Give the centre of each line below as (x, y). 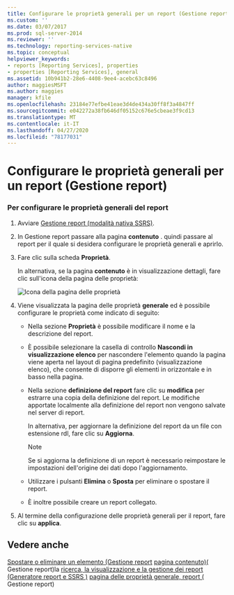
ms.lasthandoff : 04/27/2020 (48, 130)
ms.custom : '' (28, 20)
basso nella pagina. (56, 376)
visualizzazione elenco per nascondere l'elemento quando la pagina (127, 354)
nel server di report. (56, 412)
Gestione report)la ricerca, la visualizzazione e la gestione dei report (105, 569)
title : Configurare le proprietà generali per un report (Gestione (107, 14)
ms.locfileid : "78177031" (45, 137)
